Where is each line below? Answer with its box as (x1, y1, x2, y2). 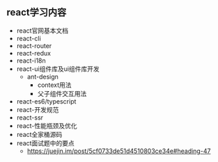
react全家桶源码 (16, 130, 63, 138)
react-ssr (16, 113, 43, 122)
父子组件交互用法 (37, 89, 87, 97)
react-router (16, 41, 52, 50)
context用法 (37, 81, 72, 89)
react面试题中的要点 (16, 138, 75, 147)
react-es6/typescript (16, 97, 77, 106)
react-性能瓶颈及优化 (16, 121, 77, 130)
